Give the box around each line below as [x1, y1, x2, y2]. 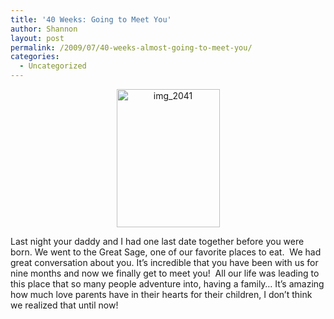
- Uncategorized [19, 61, 87, 71]
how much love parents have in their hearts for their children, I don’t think [10, 289, 313, 300]
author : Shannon [10, 24, 78, 34]
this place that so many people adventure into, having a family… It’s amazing [10, 278, 325, 290]
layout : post [10, 33, 65, 43]
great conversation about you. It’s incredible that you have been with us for [10, 257, 319, 268]
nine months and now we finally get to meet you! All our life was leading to [10, 267, 320, 279]
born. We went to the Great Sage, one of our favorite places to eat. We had [10, 246, 322, 258]
